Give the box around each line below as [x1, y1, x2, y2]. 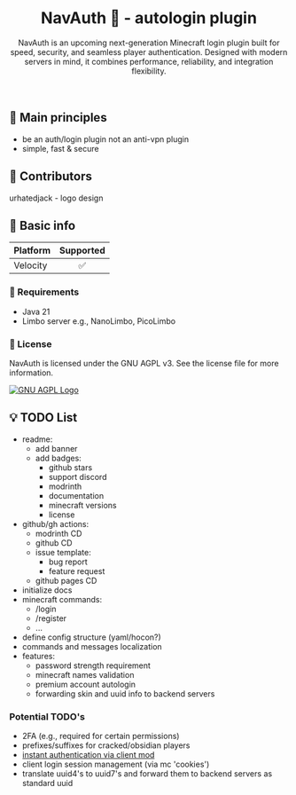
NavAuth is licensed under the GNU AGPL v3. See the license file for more [9, 358, 279, 368]
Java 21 [21, 306, 51, 317]
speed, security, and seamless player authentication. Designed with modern [10, 46, 288, 57]
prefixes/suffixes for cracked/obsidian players [21, 740, 191, 751]
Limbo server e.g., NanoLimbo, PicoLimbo [21, 315, 175, 327]
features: [21, 650, 56, 661]
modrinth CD [35, 528, 82, 539]
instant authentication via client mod [21, 750, 155, 760]
